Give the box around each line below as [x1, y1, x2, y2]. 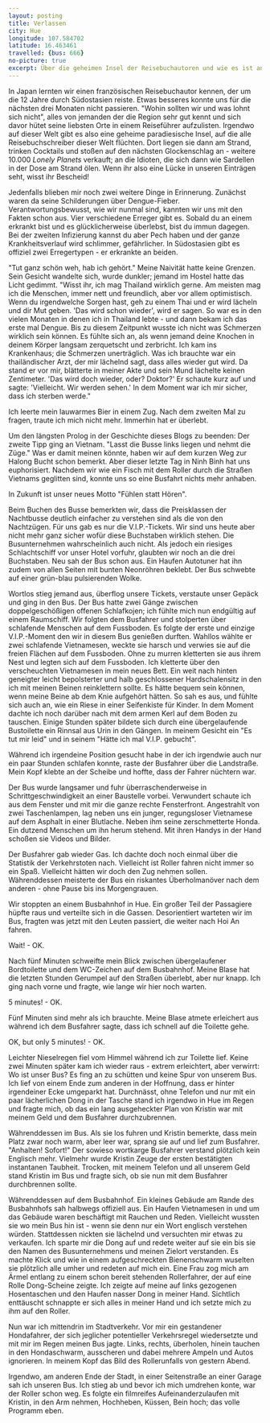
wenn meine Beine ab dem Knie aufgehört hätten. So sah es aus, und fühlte [8, 691, 259, 701]
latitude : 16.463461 [8, 42, 78, 50]
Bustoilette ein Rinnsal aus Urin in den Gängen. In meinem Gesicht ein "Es [8, 725, 252, 735]
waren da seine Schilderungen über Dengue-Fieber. [8, 196, 181, 205]
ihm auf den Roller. [8, 1305, 71, 1316]
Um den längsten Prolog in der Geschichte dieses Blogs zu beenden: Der [8, 431, 251, 440]
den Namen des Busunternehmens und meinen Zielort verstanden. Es [8, 1246, 239, 1256]
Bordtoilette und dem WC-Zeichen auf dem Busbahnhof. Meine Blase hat [8, 964, 251, 974]
